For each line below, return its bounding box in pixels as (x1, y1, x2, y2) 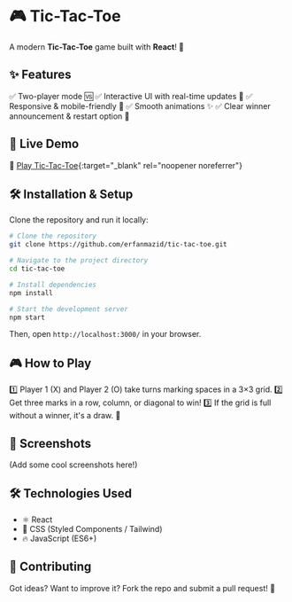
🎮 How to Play (9, 356, 92, 371)
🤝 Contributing (9, 559, 92, 575)
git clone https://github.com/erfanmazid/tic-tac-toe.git (9, 240, 227, 249)
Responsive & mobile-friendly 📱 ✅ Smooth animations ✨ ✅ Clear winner (9, 100, 272, 111)
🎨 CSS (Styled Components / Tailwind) (21, 523, 163, 534)
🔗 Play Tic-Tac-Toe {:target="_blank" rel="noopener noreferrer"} (9, 160, 243, 170)
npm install (9, 288, 53, 297)
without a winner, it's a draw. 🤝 (9, 410, 121, 421)
